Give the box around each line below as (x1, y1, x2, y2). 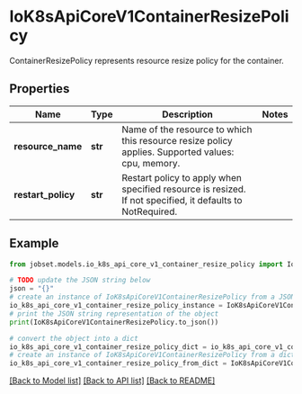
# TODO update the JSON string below (9, 276, 151, 285)
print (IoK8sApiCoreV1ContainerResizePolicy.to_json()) (9, 318, 219, 327)
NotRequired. (120, 205, 178, 218)
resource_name (13, 139, 83, 152)
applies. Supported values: (120, 146, 235, 158)
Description (161, 108, 214, 121)
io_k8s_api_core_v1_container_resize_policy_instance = (9, 301, 223, 310)
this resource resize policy (120, 134, 233, 147)
